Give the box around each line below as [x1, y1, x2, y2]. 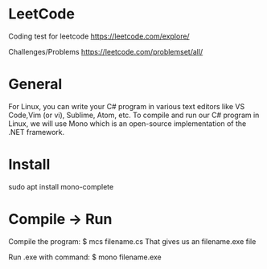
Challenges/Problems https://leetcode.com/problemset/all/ [8, 47, 203, 56]
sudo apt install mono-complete [8, 181, 114, 191]
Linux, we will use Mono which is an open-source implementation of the [8, 118, 247, 128]
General [8, 75, 63, 93]
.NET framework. [8, 127, 65, 137]
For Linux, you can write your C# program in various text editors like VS [8, 101, 245, 111]
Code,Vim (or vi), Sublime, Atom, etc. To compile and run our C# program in [8, 110, 260, 120]
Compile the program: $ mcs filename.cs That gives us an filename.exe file [8, 236, 257, 246]
